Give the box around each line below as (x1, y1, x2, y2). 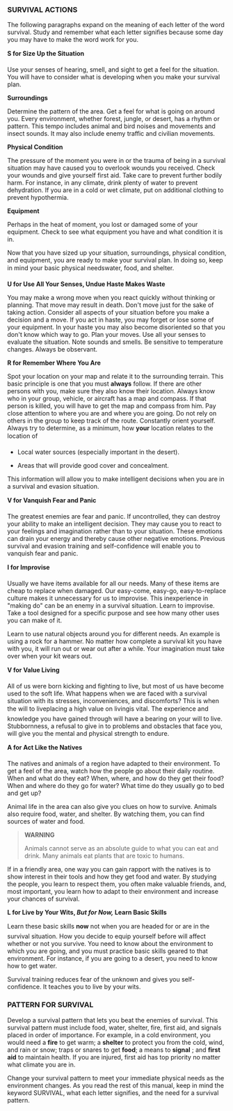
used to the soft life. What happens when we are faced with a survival (7, 689, 207, 698)
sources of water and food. (7, 817, 86, 826)
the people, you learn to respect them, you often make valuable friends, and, (7, 880, 227, 888)
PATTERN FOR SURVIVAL (7, 1000, 94, 1010)
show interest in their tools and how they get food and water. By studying (7, 872, 217, 881)
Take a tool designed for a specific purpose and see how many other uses (7, 609, 220, 617)
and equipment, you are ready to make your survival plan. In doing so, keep (7, 256, 224, 265)
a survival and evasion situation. (7, 482, 99, 491)
